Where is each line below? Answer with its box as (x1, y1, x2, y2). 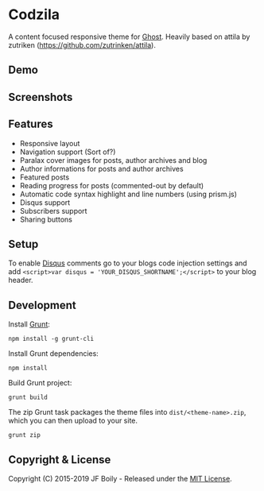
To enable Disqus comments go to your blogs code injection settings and (8, 258, 248, 268)
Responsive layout (19, 138, 80, 148)
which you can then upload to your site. (8, 416, 138, 426)
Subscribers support (19, 206, 87, 215)
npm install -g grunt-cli (8, 335, 94, 343)
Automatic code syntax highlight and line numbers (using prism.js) (19, 189, 237, 199)
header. (8, 276, 33, 285)
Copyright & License (8, 453, 111, 466)
